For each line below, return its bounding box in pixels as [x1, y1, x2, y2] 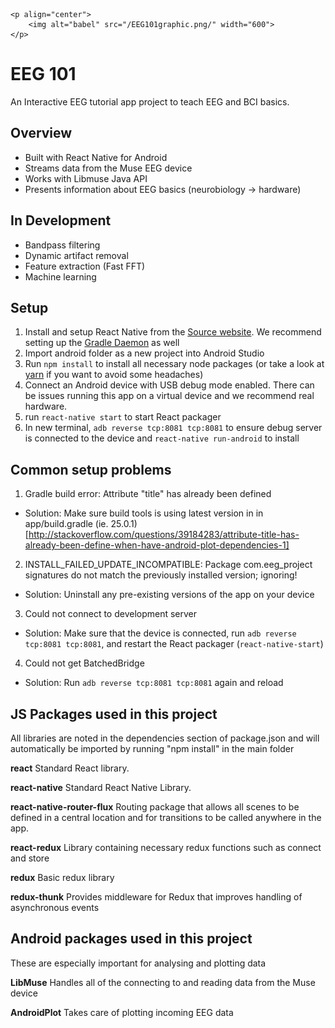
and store [10, 852, 50, 864]
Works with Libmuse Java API [24, 172, 148, 184]
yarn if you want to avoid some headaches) [24, 369, 204, 381]
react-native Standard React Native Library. [10, 782, 192, 793]
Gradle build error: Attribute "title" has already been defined [24, 488, 272, 500]
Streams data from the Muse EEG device [24, 162, 193, 174]
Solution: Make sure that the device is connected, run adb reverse [24, 627, 297, 639]
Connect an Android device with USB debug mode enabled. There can [24, 379, 315, 391]
